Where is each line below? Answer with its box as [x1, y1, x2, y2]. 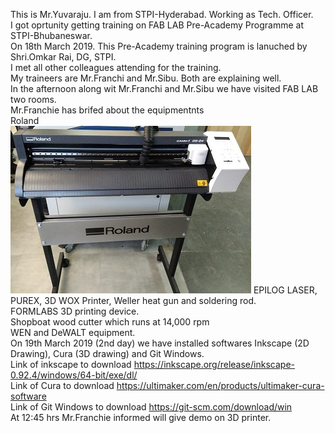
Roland [10, 115, 40, 126]
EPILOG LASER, [253, 284, 318, 296]
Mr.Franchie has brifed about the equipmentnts [10, 104, 205, 116]
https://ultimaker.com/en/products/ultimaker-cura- [116, 380, 325, 391]
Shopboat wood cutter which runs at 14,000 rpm [10, 316, 210, 328]
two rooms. [10, 94, 57, 105]
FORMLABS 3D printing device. [10, 305, 140, 317]
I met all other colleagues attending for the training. [10, 62, 222, 73]
